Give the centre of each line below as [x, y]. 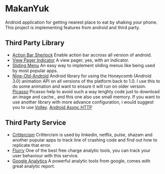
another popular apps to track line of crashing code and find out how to [85, 140]
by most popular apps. [35, 70]
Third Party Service [36, 123]
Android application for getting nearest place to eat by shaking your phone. [81, 22]
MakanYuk [27, 9]
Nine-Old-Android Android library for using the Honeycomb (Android [82, 76]
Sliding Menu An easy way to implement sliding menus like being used [83, 65]
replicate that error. [32, 145]
